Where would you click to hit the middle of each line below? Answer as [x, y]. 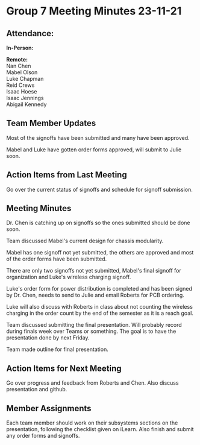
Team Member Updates [51, 123]
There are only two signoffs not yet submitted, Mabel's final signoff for [94, 271]
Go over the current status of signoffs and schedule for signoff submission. [99, 189]
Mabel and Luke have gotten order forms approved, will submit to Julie [94, 150]
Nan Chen [19, 66]
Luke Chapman [25, 79]
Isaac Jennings [25, 98]
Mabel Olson [22, 72]
